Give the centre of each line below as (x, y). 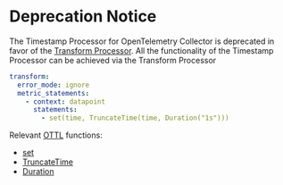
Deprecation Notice (83, 17)
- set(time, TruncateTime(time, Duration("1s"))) (135, 118)
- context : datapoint (65, 101)
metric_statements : (54, 93)
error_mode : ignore (54, 85)
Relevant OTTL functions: (56, 135)
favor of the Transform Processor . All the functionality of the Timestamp (141, 50)
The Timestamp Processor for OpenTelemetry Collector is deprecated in (142, 41)
